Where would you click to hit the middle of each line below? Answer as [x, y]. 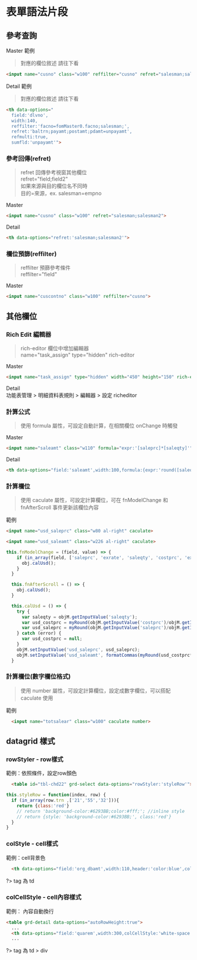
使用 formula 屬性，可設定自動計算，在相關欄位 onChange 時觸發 [99, 426]
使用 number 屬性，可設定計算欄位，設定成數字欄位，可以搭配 [96, 690]
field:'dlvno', [30, 115]
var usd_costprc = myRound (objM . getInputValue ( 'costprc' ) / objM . [102, 622]
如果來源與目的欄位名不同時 [54, 186]
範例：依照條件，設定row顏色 [42, 773]
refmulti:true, [30, 137]
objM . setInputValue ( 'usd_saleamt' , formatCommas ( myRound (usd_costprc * [105, 655]
